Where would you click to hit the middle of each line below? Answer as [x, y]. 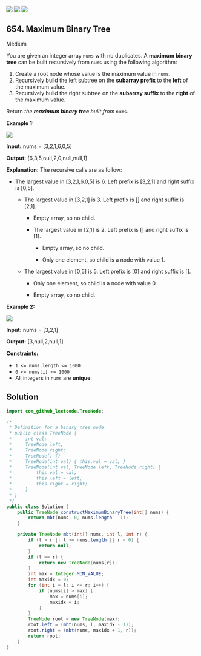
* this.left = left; [46, 478]
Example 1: [20, 123]
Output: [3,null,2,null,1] [35, 341]
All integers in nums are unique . [54, 378]
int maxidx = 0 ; [48, 580]
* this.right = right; [48, 484]
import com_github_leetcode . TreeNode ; [55, 411]
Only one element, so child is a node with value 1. [104, 259]
